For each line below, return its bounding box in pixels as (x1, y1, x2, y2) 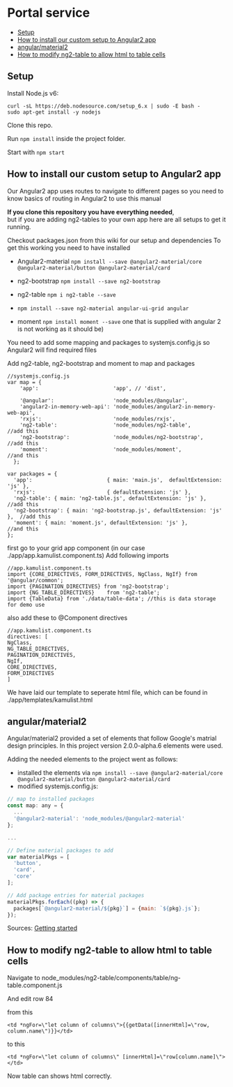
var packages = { (7, 470, 58, 478)
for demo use (7, 601, 45, 608)
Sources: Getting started (7, 924, 78, 933)
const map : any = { (7, 802, 64, 809)
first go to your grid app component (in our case (7, 543, 145, 552)
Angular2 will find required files (7, 346, 97, 354)
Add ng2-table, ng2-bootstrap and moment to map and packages (7, 359, 195, 367)
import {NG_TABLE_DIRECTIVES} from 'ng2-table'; (7, 589, 160, 596)
